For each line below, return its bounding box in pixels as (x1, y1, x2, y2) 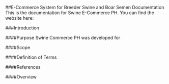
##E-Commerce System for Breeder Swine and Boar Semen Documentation (5, 5, 164, 10)
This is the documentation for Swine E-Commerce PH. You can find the (5, 10, 154, 16)
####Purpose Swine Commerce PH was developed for (5, 35, 121, 40)
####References (5, 64, 41, 70)
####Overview (5, 74, 37, 80)
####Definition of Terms (5, 54, 57, 60)
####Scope (5, 45, 31, 50)
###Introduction (5, 25, 40, 31)
